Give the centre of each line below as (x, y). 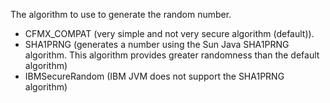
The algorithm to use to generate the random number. (121, 14)
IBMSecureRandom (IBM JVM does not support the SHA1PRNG (154, 76)
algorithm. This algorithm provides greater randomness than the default (172, 55)
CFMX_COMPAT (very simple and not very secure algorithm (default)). (169, 33)
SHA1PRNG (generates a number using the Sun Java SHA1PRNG (157, 44)
